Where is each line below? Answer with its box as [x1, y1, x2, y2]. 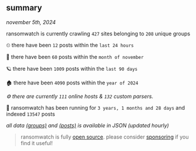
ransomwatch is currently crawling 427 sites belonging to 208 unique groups [6, 30, 191, 37]
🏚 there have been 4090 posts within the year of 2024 [6, 79, 139, 86]
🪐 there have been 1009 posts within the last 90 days [6, 65, 138, 72]
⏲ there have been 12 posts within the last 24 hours [6, 41, 134, 48]
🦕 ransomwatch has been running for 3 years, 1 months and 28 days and [6, 104, 185, 111]
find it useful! [20, 139, 53, 146]
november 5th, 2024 [6, 18, 56, 25]
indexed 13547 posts [6, 110, 55, 117]
